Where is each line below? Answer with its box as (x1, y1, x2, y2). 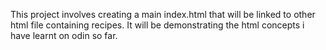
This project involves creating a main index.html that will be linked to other (10, 9, 316, 20)
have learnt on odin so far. (10, 30, 118, 41)
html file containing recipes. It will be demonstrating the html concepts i (10, 19, 305, 31)
